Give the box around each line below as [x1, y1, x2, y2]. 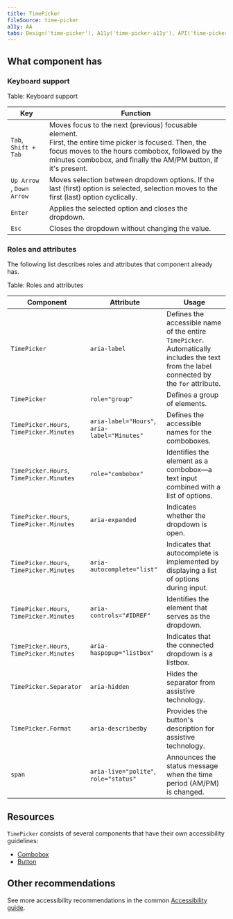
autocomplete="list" [89, 566, 158, 574]
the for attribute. [166, 379, 221, 389]
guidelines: [7, 837, 39, 845]
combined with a [166, 482, 221, 492]
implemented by [166, 557, 220, 567]
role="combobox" [89, 470, 144, 478]
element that [166, 603, 208, 612]
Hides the [166, 669, 198, 678]
